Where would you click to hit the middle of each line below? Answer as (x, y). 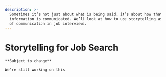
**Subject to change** (28, 61)
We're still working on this (35, 70)
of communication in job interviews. (48, 23)
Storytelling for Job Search (62, 48)
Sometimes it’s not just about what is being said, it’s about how (81, 14)
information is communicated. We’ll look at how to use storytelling (83, 19)
